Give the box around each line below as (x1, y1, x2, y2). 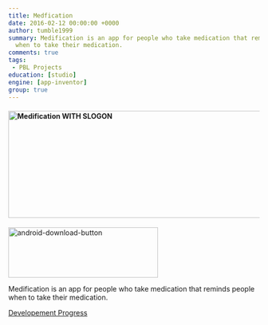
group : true (8, 85, 48, 94)
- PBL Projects (11, 64, 62, 72)
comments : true (8, 49, 59, 57)
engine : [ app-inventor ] (8, 78, 88, 86)
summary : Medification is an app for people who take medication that (8, 33, 248, 42)
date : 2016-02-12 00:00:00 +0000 (8, 19, 120, 27)
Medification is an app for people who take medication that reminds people (8, 284, 255, 293)
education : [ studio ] (8, 71, 77, 79)
